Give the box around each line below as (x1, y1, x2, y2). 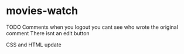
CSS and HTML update (6, 41, 62, 48)
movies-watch (6, 4, 78, 18)
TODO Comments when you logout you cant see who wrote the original (6, 23, 179, 31)
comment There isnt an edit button (6, 29, 90, 36)
